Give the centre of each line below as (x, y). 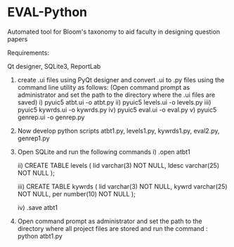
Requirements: (28, 53)
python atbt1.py (40, 236)
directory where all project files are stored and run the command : (113, 228)
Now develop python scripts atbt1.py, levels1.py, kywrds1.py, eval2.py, (118, 131)
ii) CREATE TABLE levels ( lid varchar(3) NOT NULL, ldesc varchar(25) (118, 165)
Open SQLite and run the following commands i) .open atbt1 (104, 152)
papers (18, 39)
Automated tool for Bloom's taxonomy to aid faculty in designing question (113, 32)
